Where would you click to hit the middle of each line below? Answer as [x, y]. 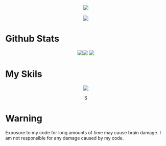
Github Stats [32, 39]
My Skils [24, 74]
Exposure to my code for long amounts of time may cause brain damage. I [83, 132]
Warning [24, 119]
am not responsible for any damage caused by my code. [65, 138]
